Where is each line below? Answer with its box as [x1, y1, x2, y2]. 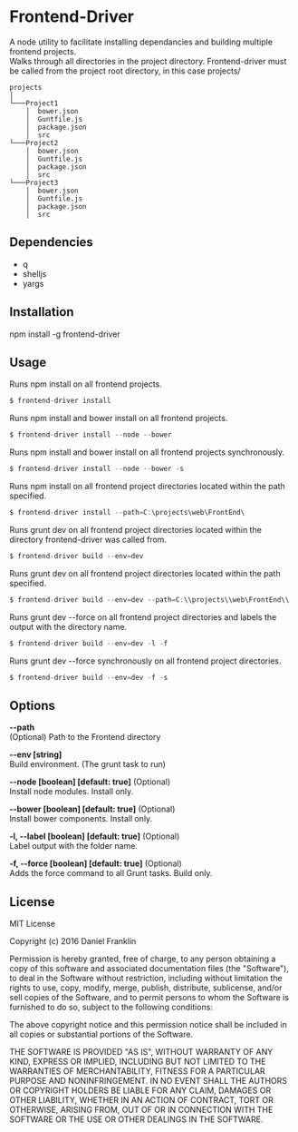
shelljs [22, 268, 47, 279]
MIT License [9, 919, 56, 929]
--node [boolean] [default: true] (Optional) [9, 776, 171, 787]
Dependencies [9, 234, 93, 251]
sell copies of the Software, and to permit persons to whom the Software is [9, 992, 290, 1002]
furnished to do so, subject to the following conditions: [9, 1001, 213, 1012]
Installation [9, 304, 74, 320]
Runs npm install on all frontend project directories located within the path [9, 481, 285, 491]
